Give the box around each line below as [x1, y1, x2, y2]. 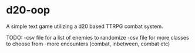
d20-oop [6, 3, 51, 17]
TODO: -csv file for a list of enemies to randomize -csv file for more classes [6, 34, 189, 41]
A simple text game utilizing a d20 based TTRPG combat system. [6, 23, 163, 30]
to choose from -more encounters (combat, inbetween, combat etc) [6, 40, 170, 47]
